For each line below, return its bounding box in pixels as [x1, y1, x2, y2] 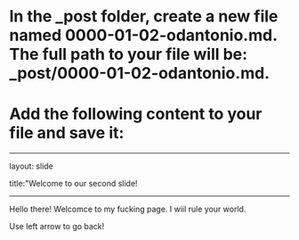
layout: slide [9, 161, 53, 171]
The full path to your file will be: [9, 45, 247, 64]
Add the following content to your [9, 104, 263, 124]
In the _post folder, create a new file [9, 6, 279, 27]
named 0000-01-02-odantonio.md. [9, 25, 278, 46]
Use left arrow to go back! [9, 221, 105, 232]
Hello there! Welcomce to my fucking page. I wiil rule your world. [9, 203, 246, 215]
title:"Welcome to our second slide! [9, 178, 138, 189]
